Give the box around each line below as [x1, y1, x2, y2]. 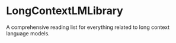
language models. [6, 29, 50, 37]
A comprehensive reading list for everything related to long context [6, 24, 170, 31]
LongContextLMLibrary [6, 4, 123, 18]
